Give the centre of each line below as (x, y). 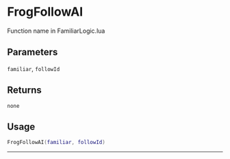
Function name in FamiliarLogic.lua (56, 31)
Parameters (33, 52)
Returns (25, 90)
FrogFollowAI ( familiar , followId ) (56, 143)
